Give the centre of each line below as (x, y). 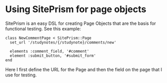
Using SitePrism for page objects (76, 9)
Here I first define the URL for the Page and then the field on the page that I (84, 69)
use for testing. (21, 75)
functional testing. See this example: (43, 28)
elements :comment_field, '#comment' (50, 51)
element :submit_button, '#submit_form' (53, 56)
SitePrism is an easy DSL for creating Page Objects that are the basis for (81, 23)
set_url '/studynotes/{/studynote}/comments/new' (63, 42)
